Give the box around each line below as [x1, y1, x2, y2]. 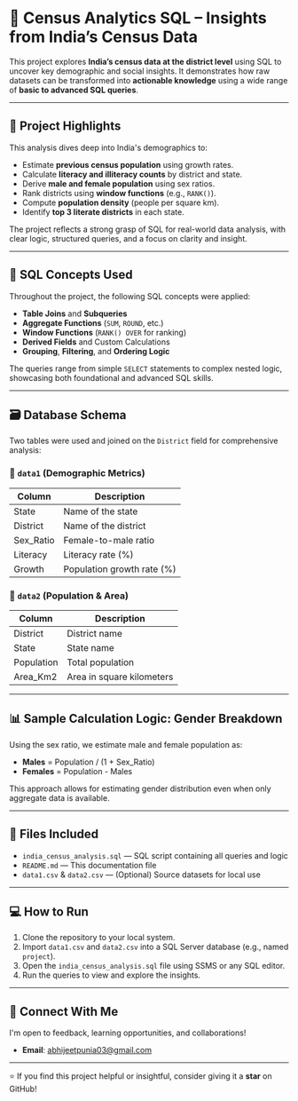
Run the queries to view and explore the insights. [21, 970, 201, 980]
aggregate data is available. [9, 792, 110, 803]
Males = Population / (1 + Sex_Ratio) [21, 756, 155, 767]
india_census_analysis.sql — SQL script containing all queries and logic [21, 850, 288, 860]
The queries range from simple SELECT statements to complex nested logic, [9, 363, 283, 374]
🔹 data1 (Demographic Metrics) [9, 467, 145, 479]
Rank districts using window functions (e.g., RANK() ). [21, 187, 216, 198]
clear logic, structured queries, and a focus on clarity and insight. [9, 233, 247, 243]
